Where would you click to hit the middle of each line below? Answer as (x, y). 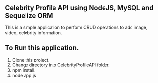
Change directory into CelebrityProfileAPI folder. (61, 65)
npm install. (24, 70)
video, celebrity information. (34, 32)
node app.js (24, 75)
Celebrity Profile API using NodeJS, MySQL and (79, 8)
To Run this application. (42, 48)
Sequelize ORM (29, 16)
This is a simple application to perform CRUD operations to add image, (76, 27)
